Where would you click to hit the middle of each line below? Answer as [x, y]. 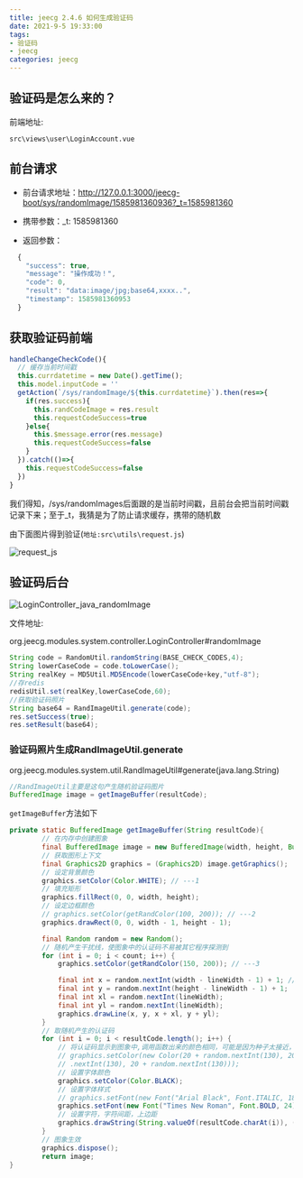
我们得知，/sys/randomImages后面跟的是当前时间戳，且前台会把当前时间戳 [149, 503]
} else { [38, 426]
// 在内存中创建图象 [75, 839]
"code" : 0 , [46, 282]
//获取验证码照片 [37, 700]
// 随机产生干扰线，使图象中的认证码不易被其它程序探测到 [135, 947]
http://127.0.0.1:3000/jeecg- [129, 192]
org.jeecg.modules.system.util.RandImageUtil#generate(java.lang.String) [144, 770]
